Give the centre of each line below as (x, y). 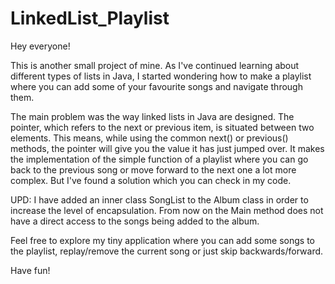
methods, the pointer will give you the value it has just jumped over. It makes (167, 148)
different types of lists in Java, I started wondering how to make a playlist (161, 76)
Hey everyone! (40, 46)
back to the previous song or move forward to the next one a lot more (153, 169)
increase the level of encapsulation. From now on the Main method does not (167, 210)
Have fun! (30, 270)
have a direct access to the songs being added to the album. (135, 221)
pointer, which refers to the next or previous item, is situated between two (162, 127)
